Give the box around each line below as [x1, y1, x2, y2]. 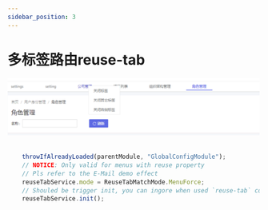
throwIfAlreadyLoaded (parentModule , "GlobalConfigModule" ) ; [22, 153, 226, 161]
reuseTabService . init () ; [22, 195, 105, 203]
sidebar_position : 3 [7, 13, 77, 21]
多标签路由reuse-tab [7, 50, 146, 69]
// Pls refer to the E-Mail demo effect [22, 169, 158, 177]
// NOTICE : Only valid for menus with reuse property [22, 160, 205, 169]
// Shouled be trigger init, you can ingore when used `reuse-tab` [22, 186, 251, 195]
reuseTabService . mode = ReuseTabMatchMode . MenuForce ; [22, 178, 205, 186]
